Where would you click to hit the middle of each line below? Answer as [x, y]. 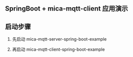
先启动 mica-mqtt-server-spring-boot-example [59, 39]
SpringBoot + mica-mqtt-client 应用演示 [66, 9]
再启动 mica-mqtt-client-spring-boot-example [58, 49]
